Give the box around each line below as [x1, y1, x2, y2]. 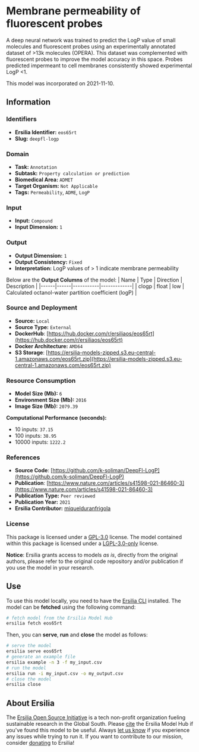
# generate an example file [6, 654, 76, 660]
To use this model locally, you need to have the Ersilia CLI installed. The [6, 597, 181, 604]
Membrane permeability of [6, 4, 141, 18]
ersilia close [6, 682, 42, 688]
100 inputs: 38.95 [14, 432, 57, 440]
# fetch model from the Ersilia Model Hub [6, 615, 113, 621]
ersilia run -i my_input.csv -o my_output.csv [6, 670, 124, 676]
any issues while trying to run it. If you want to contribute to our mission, [6, 733, 183, 740]
